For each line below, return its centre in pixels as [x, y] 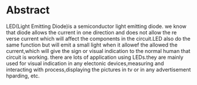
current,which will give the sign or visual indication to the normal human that [98, 51]
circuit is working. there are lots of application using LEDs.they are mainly [95, 57]
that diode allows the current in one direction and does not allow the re [91, 32]
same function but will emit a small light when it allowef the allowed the [92, 45]
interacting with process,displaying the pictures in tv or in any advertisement [98, 69]
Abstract [28, 10]
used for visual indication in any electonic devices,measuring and [85, 63]
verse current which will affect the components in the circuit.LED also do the [98, 38]
